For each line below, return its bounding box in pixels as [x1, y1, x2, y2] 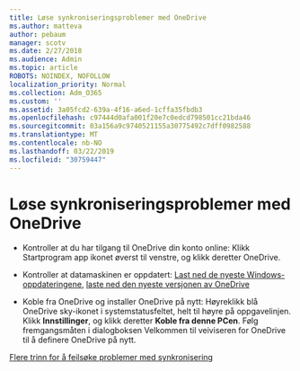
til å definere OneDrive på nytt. [22, 334, 137, 346]
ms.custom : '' [9, 96, 63, 106]
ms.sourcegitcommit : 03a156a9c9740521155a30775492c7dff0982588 [9, 122, 251, 131]
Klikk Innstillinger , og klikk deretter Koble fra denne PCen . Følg [22, 315, 259, 326]
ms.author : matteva [9, 22, 83, 31]
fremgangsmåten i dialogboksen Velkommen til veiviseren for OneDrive [22, 325, 287, 336]
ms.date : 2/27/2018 [9, 47, 83, 56]
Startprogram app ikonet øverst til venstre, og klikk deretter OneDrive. [22, 252, 281, 263]
